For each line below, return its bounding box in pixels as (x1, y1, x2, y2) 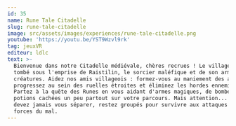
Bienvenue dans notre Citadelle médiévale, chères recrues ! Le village (13, 62, 231, 69)
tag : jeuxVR (7, 43, 42, 50)
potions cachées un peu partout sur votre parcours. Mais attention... (13, 95, 228, 102)
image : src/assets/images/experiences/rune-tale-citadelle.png (7, 29, 197, 37)
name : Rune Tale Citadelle (7, 17, 86, 24)
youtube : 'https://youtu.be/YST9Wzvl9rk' (7, 36, 131, 43)
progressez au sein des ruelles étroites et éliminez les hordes (13, 82, 209, 89)
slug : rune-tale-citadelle (7, 23, 86, 30)
